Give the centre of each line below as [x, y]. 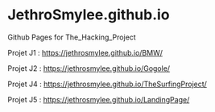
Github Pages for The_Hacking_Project [72, 37]
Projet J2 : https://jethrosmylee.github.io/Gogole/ [89, 68]
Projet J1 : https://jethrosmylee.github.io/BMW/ [85, 52]
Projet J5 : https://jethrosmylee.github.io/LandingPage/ [99, 99]
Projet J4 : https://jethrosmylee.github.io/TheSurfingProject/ [107, 84]
